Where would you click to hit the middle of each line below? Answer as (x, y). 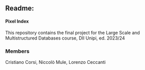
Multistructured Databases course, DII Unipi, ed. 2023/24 (65, 38)
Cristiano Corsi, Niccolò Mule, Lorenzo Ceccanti (56, 62)
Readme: (20, 8)
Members (17, 51)
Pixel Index (17, 21)
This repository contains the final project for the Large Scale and (73, 32)
